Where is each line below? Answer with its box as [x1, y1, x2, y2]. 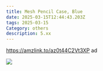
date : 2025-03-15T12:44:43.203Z [6, 14, 85, 20]
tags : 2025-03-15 [6, 20, 49, 25]
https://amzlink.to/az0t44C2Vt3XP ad [6, 47, 98, 54]
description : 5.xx [6, 31, 51, 37]
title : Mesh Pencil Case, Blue [6, 8, 83, 15]
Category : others [6, 25, 49, 31]
